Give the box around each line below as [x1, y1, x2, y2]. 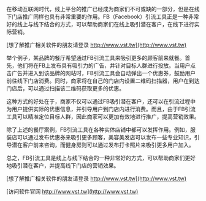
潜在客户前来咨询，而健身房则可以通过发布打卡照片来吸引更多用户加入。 [11, 141, 194, 148]
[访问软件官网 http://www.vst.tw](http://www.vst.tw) [6, 188, 139, 195]
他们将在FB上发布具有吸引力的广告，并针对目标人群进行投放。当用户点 [17, 62, 196, 69]
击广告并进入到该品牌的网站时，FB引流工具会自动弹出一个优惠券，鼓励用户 [6, 70, 196, 76]
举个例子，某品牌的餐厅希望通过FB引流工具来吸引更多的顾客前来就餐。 [6, 54, 185, 61]
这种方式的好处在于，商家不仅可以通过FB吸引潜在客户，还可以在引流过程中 [6, 98, 196, 105]
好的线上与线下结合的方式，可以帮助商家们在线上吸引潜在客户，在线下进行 [6, 21, 194, 27]
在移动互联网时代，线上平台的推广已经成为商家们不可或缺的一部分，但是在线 [6, 5, 200, 12]
